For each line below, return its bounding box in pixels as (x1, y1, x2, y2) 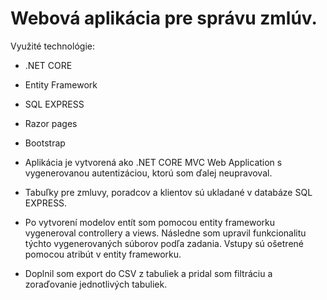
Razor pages (24, 117, 78, 129)
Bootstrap (24, 137, 66, 149)
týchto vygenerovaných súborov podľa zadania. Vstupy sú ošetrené (24, 237, 304, 249)
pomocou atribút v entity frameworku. (24, 248, 182, 260)
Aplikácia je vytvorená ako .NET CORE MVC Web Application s (24, 156, 283, 168)
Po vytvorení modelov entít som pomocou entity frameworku (24, 216, 276, 228)
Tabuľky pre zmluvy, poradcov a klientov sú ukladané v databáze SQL (24, 186, 313, 198)
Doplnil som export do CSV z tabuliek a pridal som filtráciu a (24, 267, 273, 279)
